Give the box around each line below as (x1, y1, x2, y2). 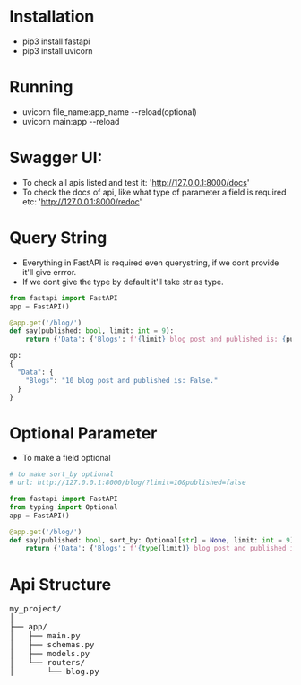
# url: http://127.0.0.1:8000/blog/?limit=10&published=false (9, 478, 246, 488)
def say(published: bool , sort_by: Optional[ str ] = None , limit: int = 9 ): (9, 535, 298, 544)
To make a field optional (21, 453, 111, 464)
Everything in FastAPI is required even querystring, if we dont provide (21, 257, 279, 268)
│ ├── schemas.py (9, 639, 95, 650)
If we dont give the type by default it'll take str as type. (21, 276, 224, 287)
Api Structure (9, 574, 112, 594)
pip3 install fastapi (21, 36, 90, 47)
